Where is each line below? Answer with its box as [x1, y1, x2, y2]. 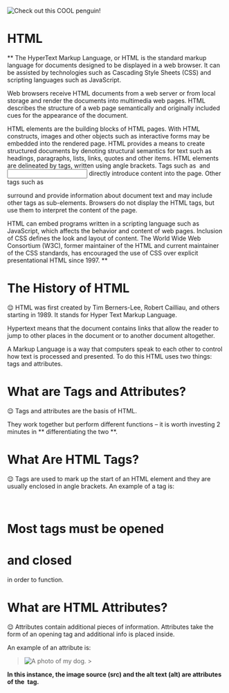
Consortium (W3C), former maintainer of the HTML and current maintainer [7, 241, 219, 249]
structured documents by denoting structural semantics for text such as [7, 146, 212, 155]
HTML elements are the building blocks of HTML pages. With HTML [7, 125, 201, 133]
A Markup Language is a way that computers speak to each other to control [7, 345, 223, 353]
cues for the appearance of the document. [7, 111, 128, 119]
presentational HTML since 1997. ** [7, 256, 108, 264]
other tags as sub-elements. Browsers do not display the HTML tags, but [7, 198, 214, 207]
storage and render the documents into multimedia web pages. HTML [7, 96, 206, 105]
